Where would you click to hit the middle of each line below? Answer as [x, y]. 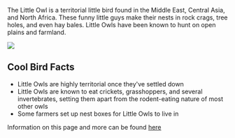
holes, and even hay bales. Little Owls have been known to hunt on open [112, 25]
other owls [33, 106]
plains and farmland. [37, 32]
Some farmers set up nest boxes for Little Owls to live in [98, 114]
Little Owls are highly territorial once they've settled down [100, 84]
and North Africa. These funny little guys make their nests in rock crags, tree [118, 17]
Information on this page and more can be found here [85, 127]
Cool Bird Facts [41, 67]
